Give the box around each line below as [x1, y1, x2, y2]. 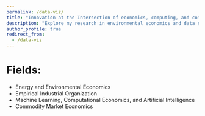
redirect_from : [6, 32, 45, 38]
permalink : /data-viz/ [6, 9, 64, 15]
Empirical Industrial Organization [15, 89, 98, 97]
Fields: [6, 63, 41, 77]
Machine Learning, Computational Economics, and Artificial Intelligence [15, 96, 195, 103]
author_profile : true [6, 26, 62, 32]
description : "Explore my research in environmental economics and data [6, 20, 195, 26]
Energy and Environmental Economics [15, 83, 111, 90]
